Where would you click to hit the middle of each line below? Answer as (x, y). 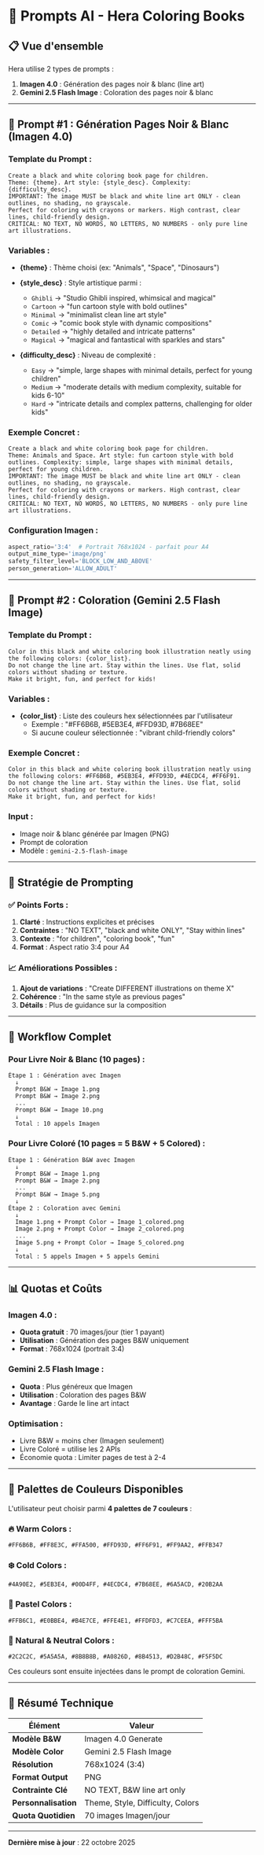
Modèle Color (38, 1751)
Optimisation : (36, 1423)
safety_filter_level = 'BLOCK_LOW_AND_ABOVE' (81, 562)
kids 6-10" (48, 395)
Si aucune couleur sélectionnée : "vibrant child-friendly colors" (133, 733)
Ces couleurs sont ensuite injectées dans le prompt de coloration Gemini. (127, 1671)
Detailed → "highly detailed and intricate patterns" (113, 331)
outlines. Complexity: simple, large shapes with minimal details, (121, 463)
